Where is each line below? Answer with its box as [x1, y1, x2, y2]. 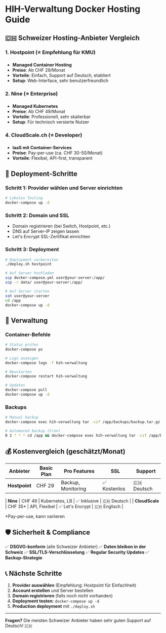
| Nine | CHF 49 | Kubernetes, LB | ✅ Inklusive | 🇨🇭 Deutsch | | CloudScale [5, 498, 160, 504]
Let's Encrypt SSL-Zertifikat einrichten [12, 234, 90, 240]
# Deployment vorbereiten [5, 257, 58, 262]
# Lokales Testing [5, 196, 43, 201]
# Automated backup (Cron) [5, 428, 61, 433]
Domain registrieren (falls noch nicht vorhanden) [12, 593, 113, 599]
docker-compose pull [5, 387, 48, 392]
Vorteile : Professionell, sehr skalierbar [12, 114, 91, 120]
